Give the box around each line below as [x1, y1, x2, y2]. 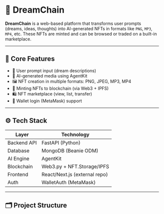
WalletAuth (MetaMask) [41, 179, 96, 186]
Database [7, 147, 30, 154]
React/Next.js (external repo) [41, 171, 108, 177]
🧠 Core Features [5, 55, 55, 63]
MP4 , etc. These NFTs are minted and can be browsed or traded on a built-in [5, 31, 157, 37]
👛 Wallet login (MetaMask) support [12, 97, 82, 104]
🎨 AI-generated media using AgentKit [12, 73, 88, 78]
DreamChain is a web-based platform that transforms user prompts [5, 20, 142, 26]
